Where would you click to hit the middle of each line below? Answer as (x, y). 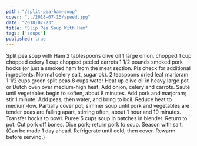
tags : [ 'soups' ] (26, 34)
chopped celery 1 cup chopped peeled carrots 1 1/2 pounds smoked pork (95, 62)
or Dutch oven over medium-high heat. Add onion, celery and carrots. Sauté (98, 87)
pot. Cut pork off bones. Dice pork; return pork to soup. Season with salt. (95, 125)
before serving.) (26, 137)
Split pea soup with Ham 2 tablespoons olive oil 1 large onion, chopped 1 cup (99, 56)
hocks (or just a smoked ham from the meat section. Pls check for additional (98, 68)
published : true (26, 39)
